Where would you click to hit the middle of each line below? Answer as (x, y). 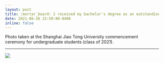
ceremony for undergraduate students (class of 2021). (59, 42)
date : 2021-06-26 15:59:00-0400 (38, 18)
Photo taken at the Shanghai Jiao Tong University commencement (72, 37)
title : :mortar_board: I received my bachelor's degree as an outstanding (83, 14)
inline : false (20, 23)
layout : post (18, 9)
